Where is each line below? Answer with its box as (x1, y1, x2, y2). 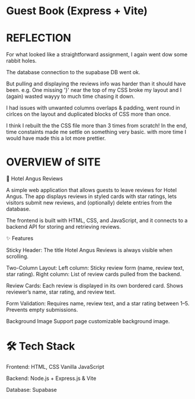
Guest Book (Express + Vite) (6, 4, 148, 18)
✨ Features (6, 235, 34, 242)
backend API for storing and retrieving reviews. (6, 224, 122, 231)
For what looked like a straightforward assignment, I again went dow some (6, 51, 188, 58)
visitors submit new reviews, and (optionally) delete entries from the (6, 199, 172, 206)
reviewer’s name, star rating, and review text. (6, 289, 116, 296)
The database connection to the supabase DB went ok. (6, 69, 140, 76)
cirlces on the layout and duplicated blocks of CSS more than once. (6, 111, 171, 118)
